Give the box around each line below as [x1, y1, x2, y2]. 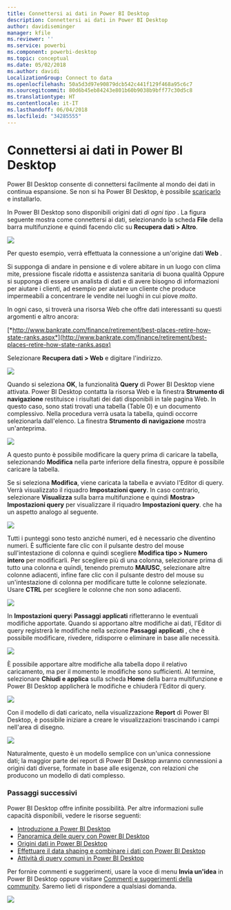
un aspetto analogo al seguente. [7, 508, 99, 516]
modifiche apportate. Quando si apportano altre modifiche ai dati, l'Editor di [7, 619, 222, 627]
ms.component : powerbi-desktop [7, 49, 97, 56]
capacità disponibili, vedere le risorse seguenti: [7, 811, 141, 820]
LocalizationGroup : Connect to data [7, 74, 112, 81]
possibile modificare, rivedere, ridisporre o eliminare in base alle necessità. [7, 633, 221, 642]
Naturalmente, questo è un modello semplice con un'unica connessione [7, 749, 211, 758]
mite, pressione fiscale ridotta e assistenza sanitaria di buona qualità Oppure [7, 270, 225, 278]
